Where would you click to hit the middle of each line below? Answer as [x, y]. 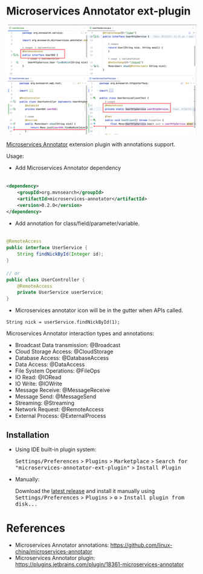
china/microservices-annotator [53, 551]
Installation [28, 435]
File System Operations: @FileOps [57, 371]
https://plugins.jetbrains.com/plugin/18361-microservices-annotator [99, 564]
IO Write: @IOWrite [38, 384]
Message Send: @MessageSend [56, 397]
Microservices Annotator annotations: [62, 545]
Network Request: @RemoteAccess [59, 409]
